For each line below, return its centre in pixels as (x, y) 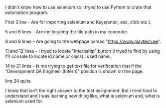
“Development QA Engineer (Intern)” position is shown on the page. (74, 71)
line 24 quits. (18, 81)
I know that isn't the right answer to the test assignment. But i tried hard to (81, 91)
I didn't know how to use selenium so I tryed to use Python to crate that (78, 7)
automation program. (27, 12)
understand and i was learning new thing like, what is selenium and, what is (83, 96)
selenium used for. (24, 101)
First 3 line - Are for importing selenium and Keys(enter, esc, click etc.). (78, 22)
